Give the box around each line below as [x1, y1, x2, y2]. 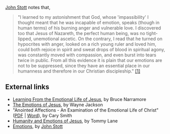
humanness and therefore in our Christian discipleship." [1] [17, 68, 141, 74]
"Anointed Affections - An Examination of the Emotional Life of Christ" [12, 107, 159, 113]
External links [5, 83, 50, 91]
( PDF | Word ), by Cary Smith [12, 112, 72, 118]
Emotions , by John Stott [12, 123, 63, 129]
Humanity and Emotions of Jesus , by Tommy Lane [12, 118, 118, 124]
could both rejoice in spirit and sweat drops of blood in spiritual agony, [17, 47, 165, 52]
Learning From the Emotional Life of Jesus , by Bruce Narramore [12, 96, 146, 102]
